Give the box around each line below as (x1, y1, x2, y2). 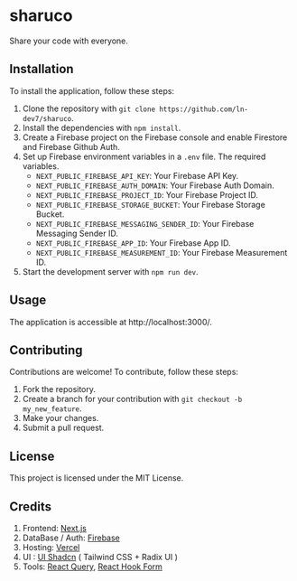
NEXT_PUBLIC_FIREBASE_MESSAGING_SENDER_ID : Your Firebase (35, 218, 255, 229)
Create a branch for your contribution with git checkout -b (22, 394, 243, 405)
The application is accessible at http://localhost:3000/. (9, 316, 212, 327)
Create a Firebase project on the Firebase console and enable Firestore (22, 132, 288, 143)
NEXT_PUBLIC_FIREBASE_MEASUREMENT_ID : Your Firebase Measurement (35, 247, 288, 258)
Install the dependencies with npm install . (22, 122, 181, 133)
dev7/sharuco (22, 114, 72, 123)
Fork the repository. (22, 384, 97, 395)
